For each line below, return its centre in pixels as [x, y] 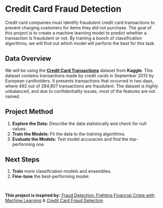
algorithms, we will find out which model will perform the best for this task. [80, 43]
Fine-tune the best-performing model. [51, 176]
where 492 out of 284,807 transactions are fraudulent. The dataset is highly [81, 86]
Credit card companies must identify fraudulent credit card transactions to [80, 22]
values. [19, 128]
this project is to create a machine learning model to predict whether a [76, 33]
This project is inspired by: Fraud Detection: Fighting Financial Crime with [80, 195]
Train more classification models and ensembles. [62, 171]
